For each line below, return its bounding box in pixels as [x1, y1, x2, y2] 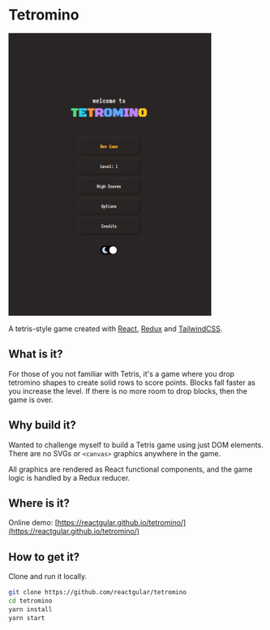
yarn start [8, 614, 45, 622]
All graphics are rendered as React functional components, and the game [8, 464, 253, 474]
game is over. [8, 395, 54, 404]
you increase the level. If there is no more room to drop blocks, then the [8, 386, 248, 395]
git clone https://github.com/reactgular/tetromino [8, 589, 186, 597]
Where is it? [8, 496, 71, 510]
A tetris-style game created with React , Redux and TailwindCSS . [8, 323, 223, 334]
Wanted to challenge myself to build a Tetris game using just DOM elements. [8, 440, 264, 450]
